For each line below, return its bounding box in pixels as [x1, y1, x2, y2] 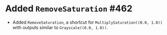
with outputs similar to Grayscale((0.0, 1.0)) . [12, 24, 108, 30]
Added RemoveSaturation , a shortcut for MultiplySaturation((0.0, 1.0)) [12, 19, 163, 25]
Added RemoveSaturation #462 [5, 3, 133, 14]
